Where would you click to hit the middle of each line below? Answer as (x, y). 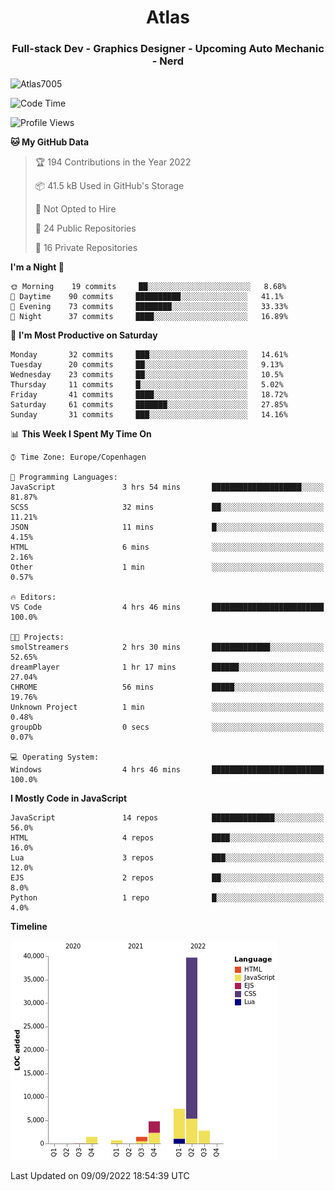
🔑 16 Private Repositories (86, 248)
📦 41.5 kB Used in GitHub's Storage (109, 186)
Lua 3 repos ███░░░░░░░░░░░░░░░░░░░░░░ (167, 858)
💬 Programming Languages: (64, 477)
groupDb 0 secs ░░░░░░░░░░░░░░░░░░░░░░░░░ (167, 727)
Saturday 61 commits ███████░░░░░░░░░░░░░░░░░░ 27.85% (149, 405)
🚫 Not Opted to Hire (75, 209)
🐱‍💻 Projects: (37, 637)
